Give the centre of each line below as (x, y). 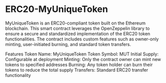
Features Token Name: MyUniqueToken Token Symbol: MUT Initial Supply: (82, 54)
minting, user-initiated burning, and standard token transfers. (68, 44)
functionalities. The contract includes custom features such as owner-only (82, 39)
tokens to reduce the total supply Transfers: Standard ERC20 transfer (77, 70)
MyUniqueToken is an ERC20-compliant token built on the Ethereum (75, 23)
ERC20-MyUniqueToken (57, 9)
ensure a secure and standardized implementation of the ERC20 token (78, 33)
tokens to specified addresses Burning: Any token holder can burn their (79, 64)
